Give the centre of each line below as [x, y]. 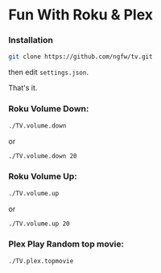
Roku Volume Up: [43, 177]
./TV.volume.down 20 [43, 156]
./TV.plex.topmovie [41, 261]
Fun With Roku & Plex [81, 15]
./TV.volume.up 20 [39, 224]
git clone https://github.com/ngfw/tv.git [80, 57]
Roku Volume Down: [49, 109]
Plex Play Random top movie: [66, 244]
